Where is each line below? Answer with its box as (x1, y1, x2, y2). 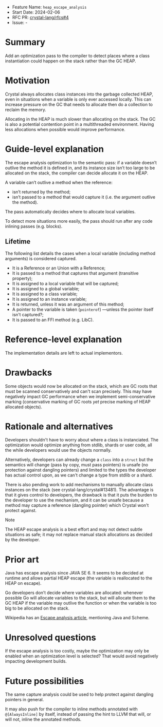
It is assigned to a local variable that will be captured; (12, 280, 119, 287)
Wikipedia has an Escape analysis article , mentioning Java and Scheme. (5, 615, 150, 621)
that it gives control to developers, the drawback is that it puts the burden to (5, 492, 157, 498)
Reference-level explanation (5, 334, 122, 345)
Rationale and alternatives (5, 421, 113, 432)
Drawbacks (5, 367, 52, 378)
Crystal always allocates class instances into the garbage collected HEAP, (5, 91, 153, 97)
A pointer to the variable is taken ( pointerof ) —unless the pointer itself (12, 306, 154, 312)
